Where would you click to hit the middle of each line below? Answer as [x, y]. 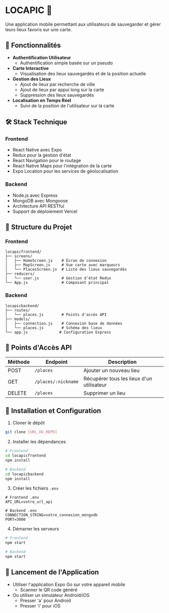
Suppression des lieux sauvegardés [57, 95]
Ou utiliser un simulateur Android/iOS [51, 595]
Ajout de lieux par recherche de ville [58, 84]
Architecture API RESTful [38, 206]
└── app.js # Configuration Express [58, 332]
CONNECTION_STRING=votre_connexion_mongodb [52, 515]
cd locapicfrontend [26, 456]
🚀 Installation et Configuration [53, 410]
